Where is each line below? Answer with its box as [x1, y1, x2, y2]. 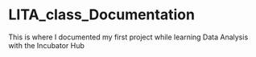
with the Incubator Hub [8, 40, 85, 50]
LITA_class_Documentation [8, 6, 196, 24]
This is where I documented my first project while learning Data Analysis [8, 32, 249, 42]
